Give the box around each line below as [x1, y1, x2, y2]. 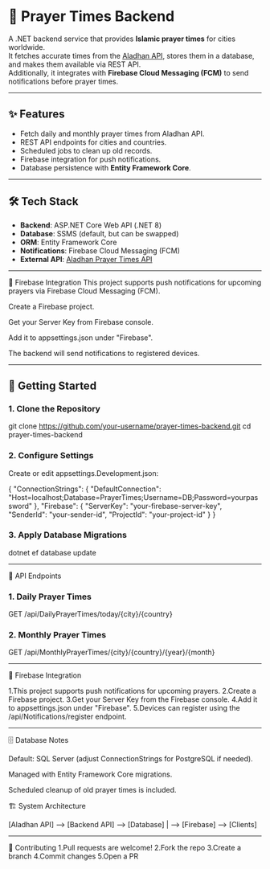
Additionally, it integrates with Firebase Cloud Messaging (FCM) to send [8, 68, 249, 77]
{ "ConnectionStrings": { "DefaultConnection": [8, 484, 162, 494]
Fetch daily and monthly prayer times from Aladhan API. [19, 129, 205, 138]
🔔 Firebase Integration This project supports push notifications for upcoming [8, 277, 262, 287]
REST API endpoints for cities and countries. [19, 137, 167, 147]
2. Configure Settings [8, 450, 94, 461]
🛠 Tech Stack [8, 195, 79, 208]
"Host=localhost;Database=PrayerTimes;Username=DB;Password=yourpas [8, 492, 259, 502]
